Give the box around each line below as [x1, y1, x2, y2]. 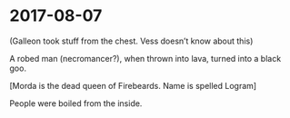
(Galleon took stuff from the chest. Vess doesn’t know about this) [9, 35, 254, 46]
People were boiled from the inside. [9, 97, 143, 109]
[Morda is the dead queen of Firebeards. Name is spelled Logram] [9, 80, 257, 91]
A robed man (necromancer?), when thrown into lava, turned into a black [9, 53, 282, 64]
